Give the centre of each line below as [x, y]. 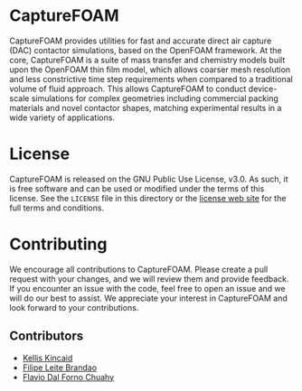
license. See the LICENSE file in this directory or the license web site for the [148, 198]
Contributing [58, 244]
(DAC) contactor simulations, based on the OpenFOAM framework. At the [146, 50]
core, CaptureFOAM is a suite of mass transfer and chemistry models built [147, 60]
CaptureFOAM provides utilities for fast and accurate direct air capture [141, 41]
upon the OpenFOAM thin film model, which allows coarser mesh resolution [150, 70]
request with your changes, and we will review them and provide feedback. [149, 279]
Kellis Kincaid [47, 358]
